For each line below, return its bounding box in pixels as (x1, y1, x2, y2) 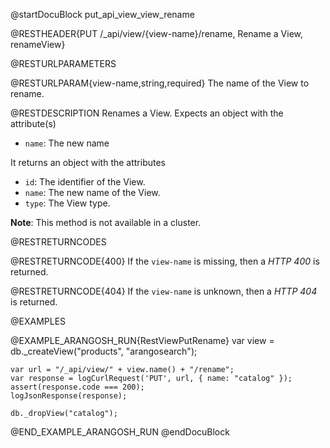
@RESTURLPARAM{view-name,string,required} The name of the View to (10, 77, 310, 89)
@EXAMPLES (10, 315, 67, 327)
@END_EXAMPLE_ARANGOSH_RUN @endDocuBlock (10, 426, 230, 438)
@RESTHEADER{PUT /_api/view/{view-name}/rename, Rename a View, (10, 28, 304, 39)
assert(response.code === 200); (10, 382, 145, 392)
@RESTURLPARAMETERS (10, 58, 117, 69)
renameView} (10, 39, 66, 50)
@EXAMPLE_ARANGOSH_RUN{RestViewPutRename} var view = (10, 335, 275, 346)
